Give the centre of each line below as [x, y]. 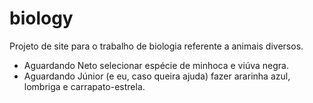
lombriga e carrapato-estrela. [84, 86]
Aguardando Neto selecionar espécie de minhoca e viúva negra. [156, 65]
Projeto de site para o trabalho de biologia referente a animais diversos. [156, 46]
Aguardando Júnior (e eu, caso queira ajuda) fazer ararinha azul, [157, 76]
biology [41, 18]
